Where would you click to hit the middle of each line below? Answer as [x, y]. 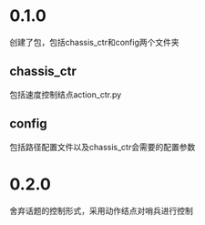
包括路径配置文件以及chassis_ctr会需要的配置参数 [102, 147]
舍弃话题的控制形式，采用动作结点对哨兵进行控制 [101, 210]
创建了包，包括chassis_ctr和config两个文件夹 [94, 42]
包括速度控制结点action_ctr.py [66, 94]
